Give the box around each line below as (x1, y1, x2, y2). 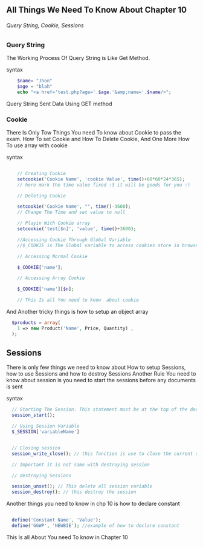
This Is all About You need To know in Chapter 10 (6, 533, 128, 541)
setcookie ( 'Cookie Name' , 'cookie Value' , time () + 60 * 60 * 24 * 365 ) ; (17, 176, 185, 182)
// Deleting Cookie (17, 193, 66, 199)
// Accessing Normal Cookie (17, 253, 88, 259)
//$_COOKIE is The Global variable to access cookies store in (17, 242, 180, 248)
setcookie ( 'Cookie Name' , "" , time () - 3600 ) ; (17, 204, 131, 210)
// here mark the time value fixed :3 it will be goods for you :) (17, 182, 190, 188)
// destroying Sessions (11, 472, 71, 479)
